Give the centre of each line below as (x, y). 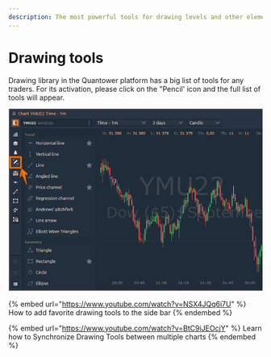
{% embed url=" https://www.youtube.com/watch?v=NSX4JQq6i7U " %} (127, 304)
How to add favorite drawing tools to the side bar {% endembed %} (120, 312)
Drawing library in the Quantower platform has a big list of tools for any (126, 80)
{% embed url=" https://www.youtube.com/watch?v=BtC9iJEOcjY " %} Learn (135, 328)
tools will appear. (37, 98)
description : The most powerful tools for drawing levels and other (126, 17)
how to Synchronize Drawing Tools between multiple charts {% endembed (132, 336)
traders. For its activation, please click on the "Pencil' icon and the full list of (134, 89)
